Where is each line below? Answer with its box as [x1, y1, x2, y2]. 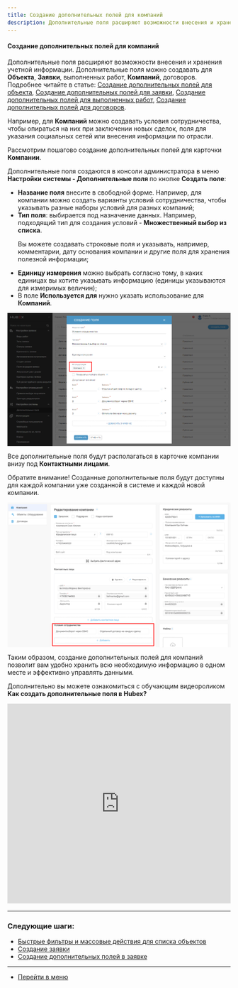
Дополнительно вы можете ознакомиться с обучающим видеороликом [7, 682, 225, 690]
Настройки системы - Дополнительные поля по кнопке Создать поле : [7, 174, 227, 183]
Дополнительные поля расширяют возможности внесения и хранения [7, 58, 222, 66]
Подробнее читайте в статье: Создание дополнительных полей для [7, 80, 212, 89]
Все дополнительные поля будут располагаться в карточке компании [7, 452, 220, 460]
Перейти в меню [17, 973, 69, 982]
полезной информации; [17, 254, 89, 263]
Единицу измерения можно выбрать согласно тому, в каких [17, 268, 203, 277]
